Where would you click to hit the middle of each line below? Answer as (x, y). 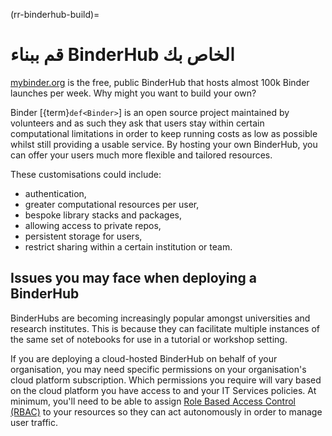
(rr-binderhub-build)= (55, 14)
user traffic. (34, 422)
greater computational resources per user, (112, 204)
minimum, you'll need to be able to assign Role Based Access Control (153, 401)
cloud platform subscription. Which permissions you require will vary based (166, 380)
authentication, (55, 193)
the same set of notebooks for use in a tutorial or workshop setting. (149, 339)
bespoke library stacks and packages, (103, 215)
